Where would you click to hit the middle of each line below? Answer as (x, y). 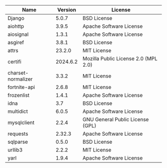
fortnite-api (21, 87)
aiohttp (16, 26)
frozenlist (19, 95)
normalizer (20, 79)
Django (16, 18)
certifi (14, 62)
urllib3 (15, 150)
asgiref (16, 42)
